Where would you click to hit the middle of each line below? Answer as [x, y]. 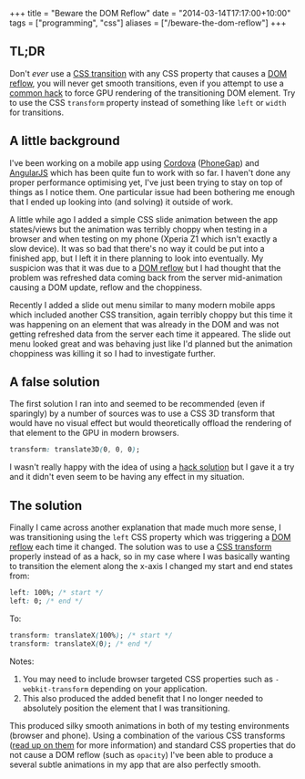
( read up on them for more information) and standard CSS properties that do [152, 745]
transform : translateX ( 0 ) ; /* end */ [81, 644]
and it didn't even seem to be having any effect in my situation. [127, 477]
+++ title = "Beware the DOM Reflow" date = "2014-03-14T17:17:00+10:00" [150, 13]
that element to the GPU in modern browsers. [94, 433]
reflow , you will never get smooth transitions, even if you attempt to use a [147, 83]
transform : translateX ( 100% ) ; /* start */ [91, 635]
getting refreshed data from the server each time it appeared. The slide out [150, 334]
